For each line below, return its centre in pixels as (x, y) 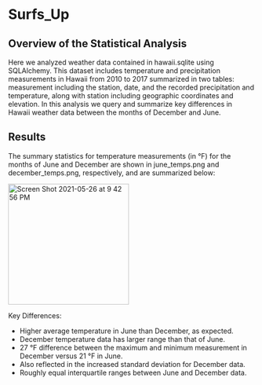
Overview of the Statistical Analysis (98, 44)
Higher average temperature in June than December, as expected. (126, 331)
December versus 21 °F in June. (71, 356)
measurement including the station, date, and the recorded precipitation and (131, 87)
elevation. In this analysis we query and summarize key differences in (120, 104)
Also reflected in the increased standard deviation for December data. (132, 364)
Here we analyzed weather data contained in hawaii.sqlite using (111, 62)
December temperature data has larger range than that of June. (122, 339)
